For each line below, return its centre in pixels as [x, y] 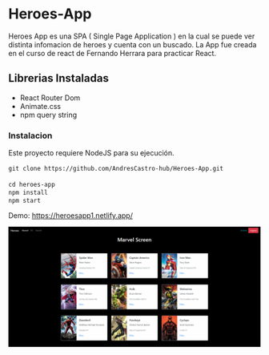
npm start [25, 201]
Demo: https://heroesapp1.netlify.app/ [71, 216]
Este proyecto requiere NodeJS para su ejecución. [91, 153]
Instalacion [30, 135]
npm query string [48, 115]
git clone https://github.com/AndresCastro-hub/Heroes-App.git [116, 169]
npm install [28, 193]
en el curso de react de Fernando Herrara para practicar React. [112, 53]
